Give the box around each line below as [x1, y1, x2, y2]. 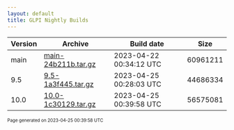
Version [10, 39, 38, 49]
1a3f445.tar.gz [44, 79, 94, 89]
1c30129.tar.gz [44, 99, 96, 108]
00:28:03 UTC [114, 79, 162, 89]
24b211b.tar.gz [44, 59, 96, 69]
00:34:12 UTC [114, 59, 162, 69]
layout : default [7, 10, 54, 17]
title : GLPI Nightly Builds [7, 17, 89, 24]
